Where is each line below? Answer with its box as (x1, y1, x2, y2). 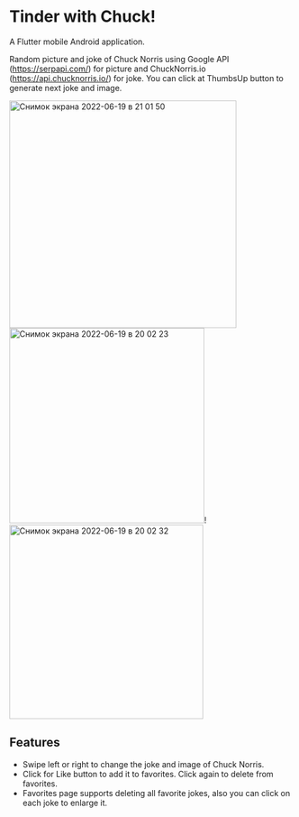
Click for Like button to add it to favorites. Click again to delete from (22, 768, 274, 779)
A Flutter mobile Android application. (9, 36, 146, 47)
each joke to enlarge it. (22, 797, 108, 808)
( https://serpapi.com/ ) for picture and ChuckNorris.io (9, 63, 206, 74)
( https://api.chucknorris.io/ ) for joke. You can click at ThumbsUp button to (9, 72, 284, 83)
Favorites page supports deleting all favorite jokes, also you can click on (22, 787, 291, 798)
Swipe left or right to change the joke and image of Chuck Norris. (22, 758, 265, 769)
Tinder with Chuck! (9, 6, 156, 27)
